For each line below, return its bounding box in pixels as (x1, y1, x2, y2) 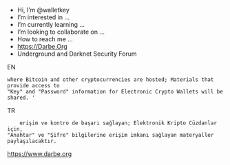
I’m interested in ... (17, 13, 70, 21)
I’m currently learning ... (17, 21, 85, 28)
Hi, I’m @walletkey (17, 6, 70, 14)
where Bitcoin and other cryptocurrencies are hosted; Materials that (7, 76, 214, 83)
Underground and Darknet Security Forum (17, 49, 137, 58)
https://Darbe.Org (17, 43, 67, 50)
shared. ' (7, 94, 36, 101)
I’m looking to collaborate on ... (17, 27, 105, 36)
